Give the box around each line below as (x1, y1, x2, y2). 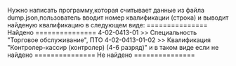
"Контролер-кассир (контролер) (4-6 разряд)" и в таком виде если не (7, 44, 219, 51)
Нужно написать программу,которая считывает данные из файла (7, 6, 205, 14)
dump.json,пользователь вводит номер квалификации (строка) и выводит (7, 13, 229, 22)
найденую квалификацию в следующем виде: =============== (7, 21, 209, 29)
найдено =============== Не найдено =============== (7, 51, 195, 59)
